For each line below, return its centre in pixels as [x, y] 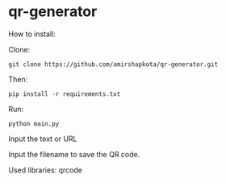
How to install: [32, 34]
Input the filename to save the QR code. [74, 154]
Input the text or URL [43, 139]
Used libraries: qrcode [46, 170]
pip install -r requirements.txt [65, 94]
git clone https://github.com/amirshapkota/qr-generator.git [113, 64]
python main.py [34, 123]
